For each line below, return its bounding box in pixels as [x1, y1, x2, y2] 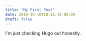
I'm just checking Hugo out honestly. [5, 30, 81, 36]
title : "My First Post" [5, 7, 55, 12]
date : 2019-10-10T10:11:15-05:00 [5, 12, 75, 17]
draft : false [5, 16, 33, 21]
